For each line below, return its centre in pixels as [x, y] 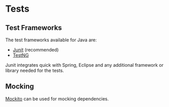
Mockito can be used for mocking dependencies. [57, 99]
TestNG [21, 55]
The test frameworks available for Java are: [51, 40]
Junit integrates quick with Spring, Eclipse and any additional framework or [84, 65]
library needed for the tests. [35, 70]
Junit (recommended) [36, 50]
